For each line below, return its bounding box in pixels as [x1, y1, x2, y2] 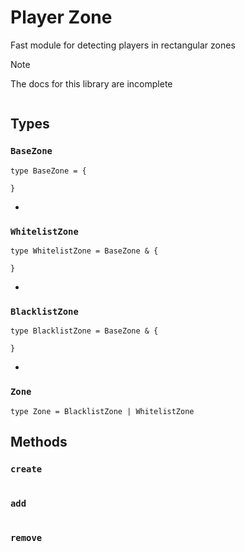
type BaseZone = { [10, 166, 87, 176]
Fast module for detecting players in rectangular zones [10, 39, 236, 51]
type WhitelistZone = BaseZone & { [10, 246, 159, 256]
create [10, 463, 43, 475]
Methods [10, 433, 68, 450]
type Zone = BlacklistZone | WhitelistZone [10, 406, 195, 416]
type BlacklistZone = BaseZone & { [10, 326, 159, 336]
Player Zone [10, 6, 113, 29]
